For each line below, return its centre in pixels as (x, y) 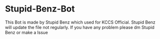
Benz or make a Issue (27, 32)
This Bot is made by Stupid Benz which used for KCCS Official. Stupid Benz (80, 22)
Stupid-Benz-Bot (40, 9)
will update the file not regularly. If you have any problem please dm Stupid (80, 27)
